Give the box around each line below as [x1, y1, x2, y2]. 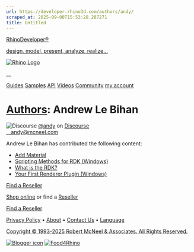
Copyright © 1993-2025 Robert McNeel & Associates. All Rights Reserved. [6, 228, 188, 235]
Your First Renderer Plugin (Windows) [14, 170, 107, 178]
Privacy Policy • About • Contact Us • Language [6, 216, 125, 224]
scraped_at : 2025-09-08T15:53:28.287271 [6, 14, 108, 20]
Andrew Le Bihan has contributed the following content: [6, 140, 142, 147]
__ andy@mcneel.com [6, 129, 58, 136]
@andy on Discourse [38, 122, 90, 129]
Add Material [14, 152, 46, 159]
